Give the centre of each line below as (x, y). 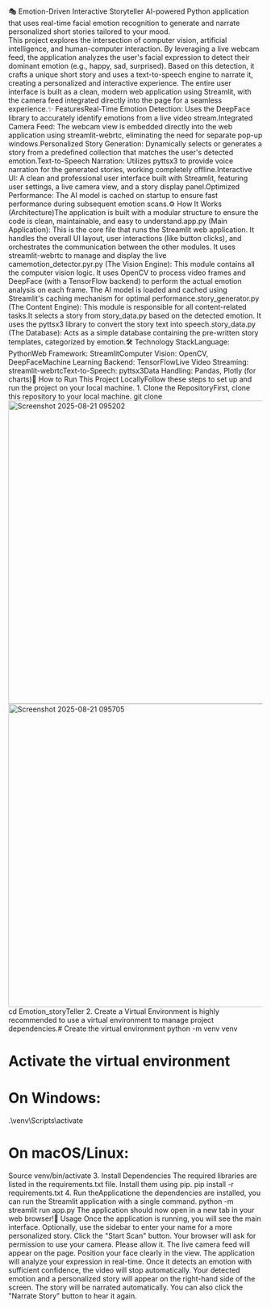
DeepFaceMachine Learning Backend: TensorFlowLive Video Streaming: (129, 362)
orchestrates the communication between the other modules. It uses (122, 247)
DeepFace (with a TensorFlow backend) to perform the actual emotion (125, 281)
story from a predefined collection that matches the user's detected (121, 152)
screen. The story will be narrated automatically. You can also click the (126, 1287)
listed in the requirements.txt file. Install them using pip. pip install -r (121, 1184)
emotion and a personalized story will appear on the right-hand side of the (132, 1279)
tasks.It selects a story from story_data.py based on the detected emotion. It (135, 315)
